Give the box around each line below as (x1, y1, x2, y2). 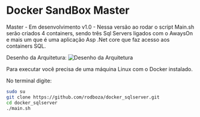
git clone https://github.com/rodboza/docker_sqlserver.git (6, 94, 160, 100)
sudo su (6, 88, 26, 94)
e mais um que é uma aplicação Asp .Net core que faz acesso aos (6, 36, 170, 43)
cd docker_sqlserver (6, 100, 58, 106)
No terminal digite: (6, 77, 52, 84)
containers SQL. (6, 42, 46, 50)
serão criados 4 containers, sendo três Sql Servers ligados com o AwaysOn (6, 29, 193, 36)
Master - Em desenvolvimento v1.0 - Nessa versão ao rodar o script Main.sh (6, 23, 195, 30)
